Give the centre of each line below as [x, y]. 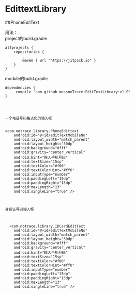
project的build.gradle [26, 38]
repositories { [29, 52]
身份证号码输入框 [20, 209]
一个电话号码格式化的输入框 [29, 118]
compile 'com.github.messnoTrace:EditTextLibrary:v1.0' [73, 92]
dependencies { [20, 88]
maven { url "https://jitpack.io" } [59, 60]
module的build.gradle [27, 78]
